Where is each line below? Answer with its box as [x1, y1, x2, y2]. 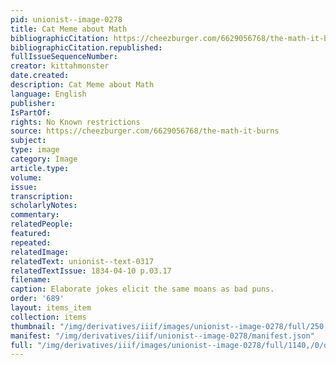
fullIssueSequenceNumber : [10, 52, 118, 62]
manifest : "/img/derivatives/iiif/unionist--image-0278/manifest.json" [10, 331, 315, 341]
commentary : [10, 210, 60, 220]
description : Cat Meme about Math [10, 80, 155, 90]
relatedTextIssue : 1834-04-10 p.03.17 [10, 266, 172, 276]
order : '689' [10, 294, 65, 304]
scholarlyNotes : [10, 201, 78, 211]
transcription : [10, 191, 74, 201]
